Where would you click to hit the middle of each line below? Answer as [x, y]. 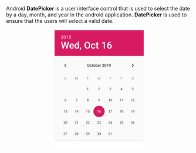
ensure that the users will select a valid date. [60, 21]
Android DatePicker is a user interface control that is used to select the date [98, 8]
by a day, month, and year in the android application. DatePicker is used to [97, 15]
